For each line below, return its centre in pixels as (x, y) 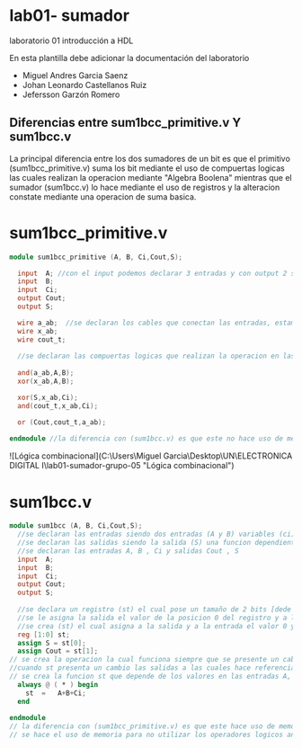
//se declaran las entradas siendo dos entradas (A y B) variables (147, 534)
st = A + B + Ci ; (56, 693)
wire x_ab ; (38, 331)
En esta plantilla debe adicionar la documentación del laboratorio (129, 58)
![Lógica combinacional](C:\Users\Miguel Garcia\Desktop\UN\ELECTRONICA (151, 456)
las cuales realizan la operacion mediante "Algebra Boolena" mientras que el (151, 177)
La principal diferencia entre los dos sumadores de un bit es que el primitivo (150, 158)
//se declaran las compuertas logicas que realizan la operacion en (148, 356)
